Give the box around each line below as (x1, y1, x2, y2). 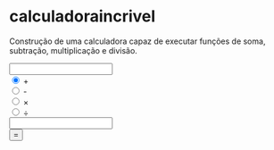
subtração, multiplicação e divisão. (9, 45, 138, 55)
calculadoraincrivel (9, 6, 156, 27)
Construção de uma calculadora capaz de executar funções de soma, (9, 36, 266, 46)
